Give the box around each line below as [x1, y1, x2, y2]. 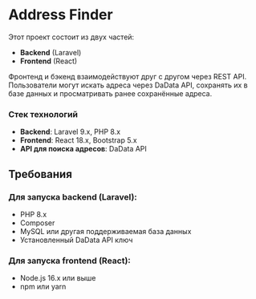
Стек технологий [8, 108, 79, 119]
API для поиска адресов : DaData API [19, 144, 147, 154]
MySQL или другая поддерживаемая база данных [19, 226, 192, 236]
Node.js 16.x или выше [19, 273, 96, 283]
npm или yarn [19, 282, 67, 292]
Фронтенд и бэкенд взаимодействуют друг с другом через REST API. [8, 71, 247, 81]
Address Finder [8, 6, 114, 24]
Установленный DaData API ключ [19, 235, 133, 244]
